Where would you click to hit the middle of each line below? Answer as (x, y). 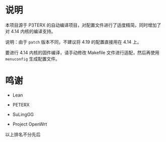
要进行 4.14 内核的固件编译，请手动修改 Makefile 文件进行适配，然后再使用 (82, 52)
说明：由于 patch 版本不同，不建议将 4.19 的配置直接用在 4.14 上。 (73, 42)
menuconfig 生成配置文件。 (33, 58)
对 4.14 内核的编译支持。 (31, 31)
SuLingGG (23, 114)
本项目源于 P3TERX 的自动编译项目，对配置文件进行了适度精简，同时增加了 (83, 25)
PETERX (21, 104)
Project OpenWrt (30, 124)
